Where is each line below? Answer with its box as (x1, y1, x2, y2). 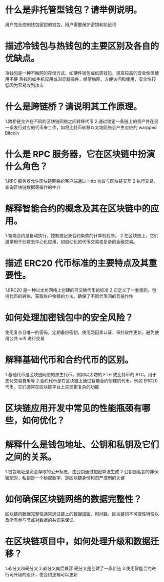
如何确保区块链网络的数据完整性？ (5, 493, 143, 505)
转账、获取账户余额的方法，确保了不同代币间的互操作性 (21, 293, 133, 299)
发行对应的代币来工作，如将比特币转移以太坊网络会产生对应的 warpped (13, 124, 157, 130)
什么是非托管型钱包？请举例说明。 (5, 4, 143, 16)
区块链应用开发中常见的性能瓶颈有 (5, 403, 143, 414)
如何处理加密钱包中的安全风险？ (5, 312, 134, 323)
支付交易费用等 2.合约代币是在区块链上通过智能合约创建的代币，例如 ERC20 (5, 378, 158, 384)
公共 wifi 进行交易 (9, 335, 45, 341)
